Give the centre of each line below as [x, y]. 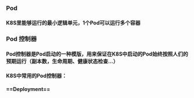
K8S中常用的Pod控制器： [36, 75]
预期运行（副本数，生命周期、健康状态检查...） [62, 61]
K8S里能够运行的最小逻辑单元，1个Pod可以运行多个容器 [73, 23]
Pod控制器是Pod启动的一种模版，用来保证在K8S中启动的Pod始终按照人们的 [97, 54]
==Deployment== [28, 89]
